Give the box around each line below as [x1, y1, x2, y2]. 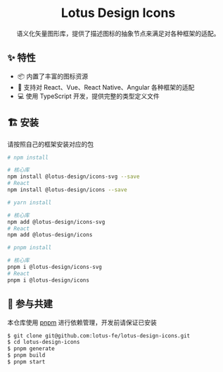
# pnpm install [7, 244, 52, 251]
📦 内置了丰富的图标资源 [17, 72, 89, 80]
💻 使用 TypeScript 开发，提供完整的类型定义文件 [17, 92, 160, 100]
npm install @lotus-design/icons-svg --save [7, 173, 140, 181]
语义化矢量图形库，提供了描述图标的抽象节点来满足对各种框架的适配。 [16, 29, 220, 37]
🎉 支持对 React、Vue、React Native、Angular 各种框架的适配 [17, 83, 195, 91]
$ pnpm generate [7, 345, 55, 352]
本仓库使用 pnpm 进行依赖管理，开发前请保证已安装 [7, 318, 157, 326]
